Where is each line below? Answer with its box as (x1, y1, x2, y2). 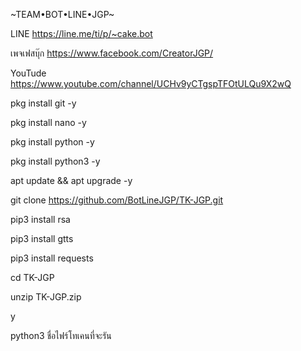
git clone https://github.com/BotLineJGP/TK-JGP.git (10, 194, 224, 206)
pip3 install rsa (10, 214, 71, 225)
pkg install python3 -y (10, 155, 101, 167)
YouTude (10, 67, 47, 79)
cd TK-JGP (10, 272, 55, 283)
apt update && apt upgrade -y (10, 175, 133, 186)
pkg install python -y (10, 136, 95, 148)
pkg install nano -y (10, 117, 87, 128)
